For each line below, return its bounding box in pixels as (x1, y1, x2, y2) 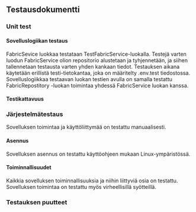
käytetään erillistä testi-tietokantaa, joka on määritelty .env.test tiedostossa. (6, 69, 191, 76)
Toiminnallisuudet (6, 164, 52, 171)
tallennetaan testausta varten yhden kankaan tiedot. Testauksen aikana (6, 63, 180, 70)
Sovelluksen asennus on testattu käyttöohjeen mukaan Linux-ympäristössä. (6, 150, 191, 158)
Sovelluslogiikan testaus (6, 37, 68, 44)
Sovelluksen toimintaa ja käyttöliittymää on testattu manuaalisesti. (6, 124, 166, 131)
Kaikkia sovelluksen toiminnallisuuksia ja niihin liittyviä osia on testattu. (6, 177, 178, 184)
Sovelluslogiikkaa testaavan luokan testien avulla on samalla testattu (6, 75, 173, 82)
